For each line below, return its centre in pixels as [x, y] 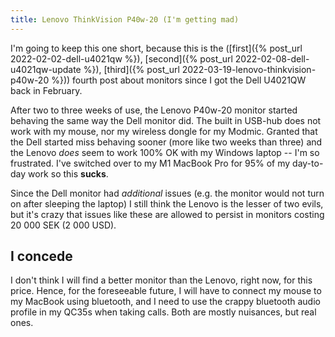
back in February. [46, 90]
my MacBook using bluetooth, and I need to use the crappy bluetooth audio [165, 302]
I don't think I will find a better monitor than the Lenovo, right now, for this [161, 280]
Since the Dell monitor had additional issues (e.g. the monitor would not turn [167, 193]
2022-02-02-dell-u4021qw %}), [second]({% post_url [121, 58]
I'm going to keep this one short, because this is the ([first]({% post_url [156, 48]
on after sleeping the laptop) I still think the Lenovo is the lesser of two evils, [167, 203]
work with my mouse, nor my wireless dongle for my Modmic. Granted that [164, 131]
